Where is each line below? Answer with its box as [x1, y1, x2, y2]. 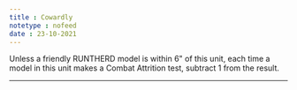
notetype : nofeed [9, 21, 77, 30]
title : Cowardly [9, 12, 73, 22]
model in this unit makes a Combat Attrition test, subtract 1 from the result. [9, 63, 280, 73]
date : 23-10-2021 [9, 29, 77, 38]
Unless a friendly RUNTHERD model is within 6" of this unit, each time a [9, 54, 270, 64]
